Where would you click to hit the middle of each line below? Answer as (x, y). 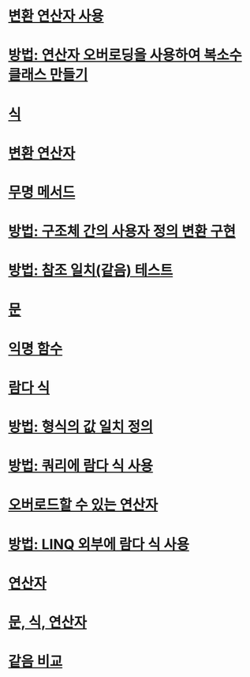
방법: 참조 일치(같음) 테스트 (91, 271)
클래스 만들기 (48, 75)
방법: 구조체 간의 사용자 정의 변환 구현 (122, 232)
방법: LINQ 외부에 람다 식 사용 (99, 544)
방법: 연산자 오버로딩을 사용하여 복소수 (125, 55)
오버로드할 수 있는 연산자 (83, 505)
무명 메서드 (42, 192)
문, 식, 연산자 (48, 622)
